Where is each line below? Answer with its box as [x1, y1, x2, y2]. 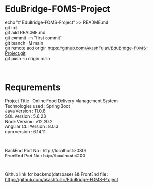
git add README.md [5, 30, 46, 35]
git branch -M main [5, 40, 44, 46]
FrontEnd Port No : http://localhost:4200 [5, 153, 86, 158]
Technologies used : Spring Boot [5, 103, 70, 109]
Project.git [5, 50, 26, 56]
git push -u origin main [5, 55, 50, 61]
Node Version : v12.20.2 [5, 118, 53, 124]
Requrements [5, 82, 61, 93]
